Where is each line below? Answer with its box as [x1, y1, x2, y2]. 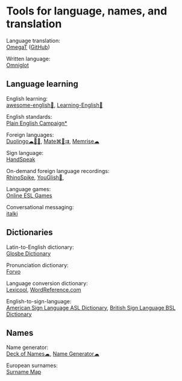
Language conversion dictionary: [6, 279, 89, 287]
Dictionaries [6, 227, 53, 238]
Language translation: [6, 37, 60, 44]
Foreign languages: [6, 131, 54, 138]
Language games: [6, 185, 51, 192]
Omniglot [6, 61, 29, 69]
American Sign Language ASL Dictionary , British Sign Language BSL [6, 304, 176, 311]
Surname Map [6, 368, 42, 376]
